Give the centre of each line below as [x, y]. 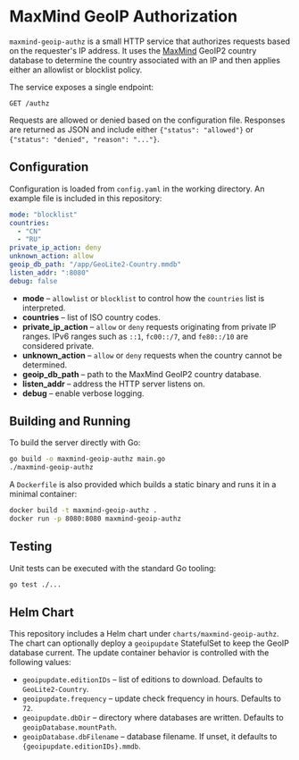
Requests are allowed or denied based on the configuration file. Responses [147, 120]
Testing [31, 547]
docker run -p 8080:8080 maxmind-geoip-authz [95, 519]
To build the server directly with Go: [75, 443]
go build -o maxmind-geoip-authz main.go [87, 459]
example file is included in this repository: [86, 198]
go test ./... [36, 584]
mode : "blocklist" [43, 215]
